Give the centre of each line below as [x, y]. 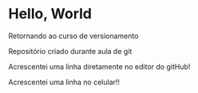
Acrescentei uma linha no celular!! [64, 82]
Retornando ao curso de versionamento [73, 36]
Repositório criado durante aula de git [70, 51]
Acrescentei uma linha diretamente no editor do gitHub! [99, 66]
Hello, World [50, 14]
